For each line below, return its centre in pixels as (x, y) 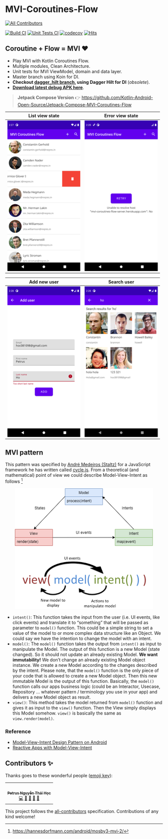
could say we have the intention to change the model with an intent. (82, 638)
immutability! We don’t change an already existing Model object (79, 660)
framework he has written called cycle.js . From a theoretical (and (72, 470)
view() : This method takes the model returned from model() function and (87, 702)
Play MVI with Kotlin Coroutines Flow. (51, 61)
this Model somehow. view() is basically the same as (67, 713)
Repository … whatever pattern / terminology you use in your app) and (85, 691)
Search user (121, 282)
